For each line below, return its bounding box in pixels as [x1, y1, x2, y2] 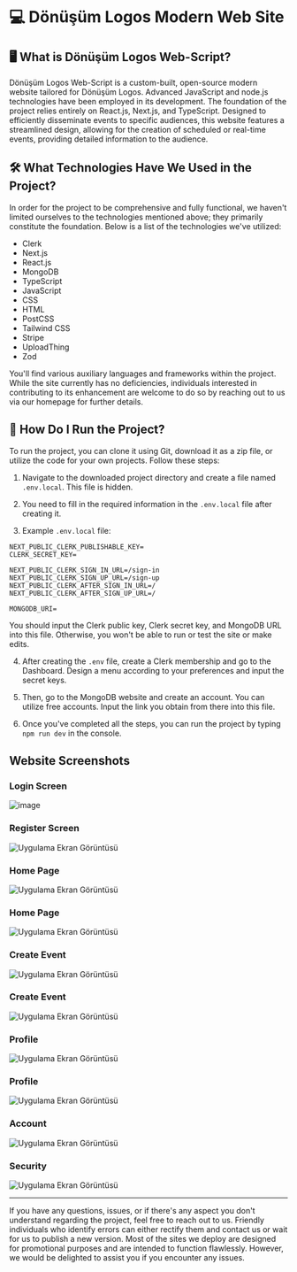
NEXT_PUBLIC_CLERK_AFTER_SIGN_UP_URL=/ [9, 589, 156, 597]
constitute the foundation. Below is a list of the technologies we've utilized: [9, 220, 282, 231]
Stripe [21, 332, 44, 343]
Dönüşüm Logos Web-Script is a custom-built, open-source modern [9, 77, 258, 88]
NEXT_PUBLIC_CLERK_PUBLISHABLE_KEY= [9, 542, 144, 551]
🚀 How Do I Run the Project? [9, 422, 165, 437]
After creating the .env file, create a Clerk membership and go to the [21, 656, 271, 667]
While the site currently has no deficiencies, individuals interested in [9, 377, 258, 388]
